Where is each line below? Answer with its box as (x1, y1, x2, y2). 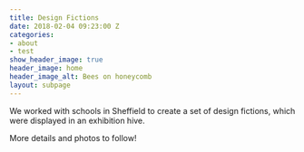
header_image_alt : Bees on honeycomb (9, 72, 152, 81)
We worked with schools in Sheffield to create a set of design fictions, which (9, 105, 296, 116)
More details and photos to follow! (9, 132, 137, 143)
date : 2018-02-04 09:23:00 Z (9, 22, 120, 31)
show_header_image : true (9, 55, 103, 64)
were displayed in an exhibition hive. (9, 115, 145, 126)
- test (9, 47, 34, 56)
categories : (9, 30, 54, 39)
